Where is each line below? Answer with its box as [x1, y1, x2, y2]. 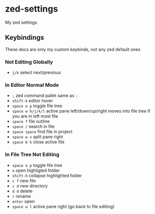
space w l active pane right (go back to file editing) [12, 203, 115, 209]
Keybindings [5, 33, 45, 42]
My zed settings [5, 19, 37, 25]
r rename [12, 193, 31, 199]
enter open [12, 198, 35, 204]
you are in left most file [12, 113, 58, 119]
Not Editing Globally [5, 58, 53, 65]
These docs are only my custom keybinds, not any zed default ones [5, 46, 141, 52]
